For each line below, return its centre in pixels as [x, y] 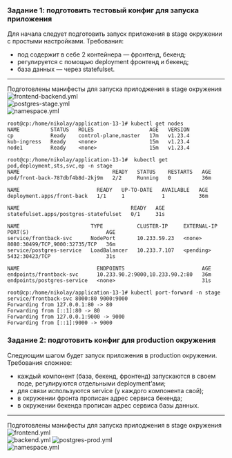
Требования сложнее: [40, 362]
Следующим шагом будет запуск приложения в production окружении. [112, 355]
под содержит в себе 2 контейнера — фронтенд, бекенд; [101, 54]
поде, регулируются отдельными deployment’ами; [91, 383]
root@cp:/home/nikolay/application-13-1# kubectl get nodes [96, 124]
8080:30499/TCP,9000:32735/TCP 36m [61, 245]
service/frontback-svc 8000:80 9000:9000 [68, 299]
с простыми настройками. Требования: [66, 41]
